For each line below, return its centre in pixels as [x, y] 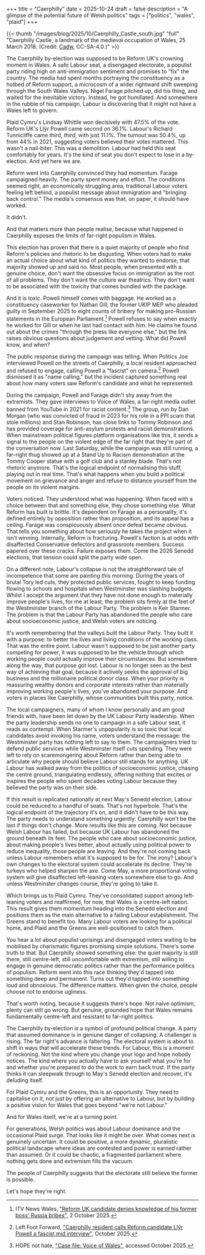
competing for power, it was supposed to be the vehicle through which [95, 652]
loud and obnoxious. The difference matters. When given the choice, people [102, 985]
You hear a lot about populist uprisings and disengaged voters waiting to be [101, 939]
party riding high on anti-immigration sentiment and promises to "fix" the [98, 71]
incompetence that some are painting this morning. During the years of [95, 575]
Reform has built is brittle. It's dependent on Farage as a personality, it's [97, 512]
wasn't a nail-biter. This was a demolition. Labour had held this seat [91, 148]
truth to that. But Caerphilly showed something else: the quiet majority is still [102, 953]
